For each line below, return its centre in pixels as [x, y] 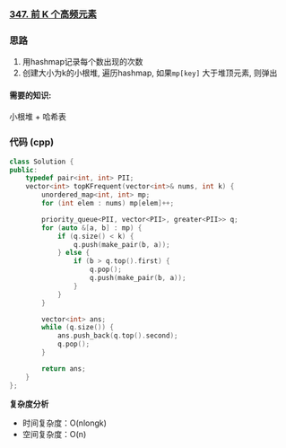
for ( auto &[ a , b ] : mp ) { [92, 228]
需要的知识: [30, 95]
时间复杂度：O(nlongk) [65, 423]
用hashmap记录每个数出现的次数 [82, 62]
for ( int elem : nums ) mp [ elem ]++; [108, 204]
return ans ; [64, 369]
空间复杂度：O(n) [54, 434]
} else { [74, 253]
